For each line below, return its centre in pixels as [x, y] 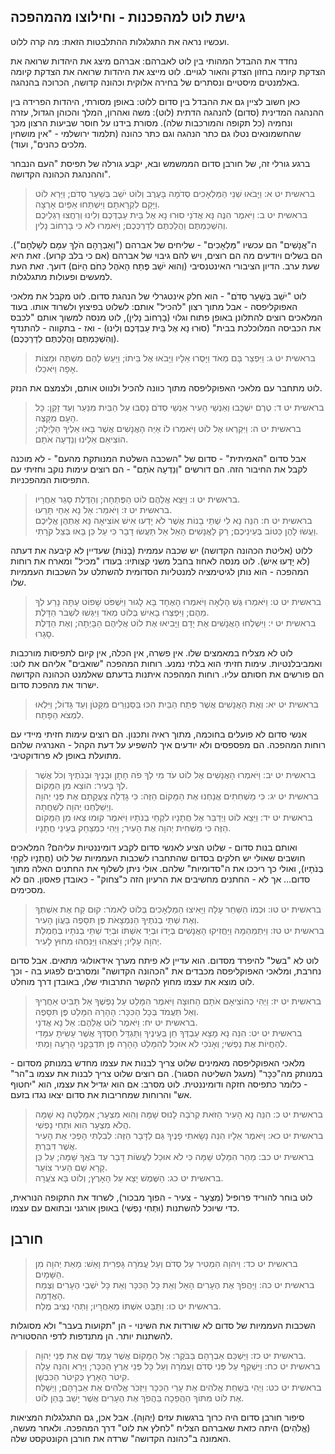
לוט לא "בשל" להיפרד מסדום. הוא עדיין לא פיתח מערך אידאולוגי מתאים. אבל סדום [165, 960]
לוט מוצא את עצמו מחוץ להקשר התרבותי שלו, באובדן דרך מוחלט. [132, 981]
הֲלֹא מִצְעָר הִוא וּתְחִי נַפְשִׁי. [83, 1124]
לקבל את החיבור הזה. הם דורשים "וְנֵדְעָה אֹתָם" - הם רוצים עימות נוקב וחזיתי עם [159, 469]
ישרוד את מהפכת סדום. [55, 684]
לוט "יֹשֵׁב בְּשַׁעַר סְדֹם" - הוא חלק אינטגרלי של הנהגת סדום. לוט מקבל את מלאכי [158, 296]
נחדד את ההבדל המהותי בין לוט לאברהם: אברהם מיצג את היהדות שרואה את [154, 61]
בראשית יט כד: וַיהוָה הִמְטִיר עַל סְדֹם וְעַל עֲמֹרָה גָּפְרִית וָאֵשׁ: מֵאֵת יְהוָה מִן [166, 1263]
